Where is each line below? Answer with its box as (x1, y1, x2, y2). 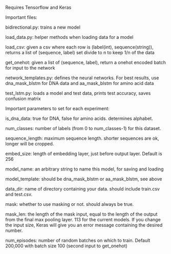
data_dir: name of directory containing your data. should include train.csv (5, 186, 160, 192)
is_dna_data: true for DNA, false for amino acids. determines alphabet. (5, 115, 153, 121)
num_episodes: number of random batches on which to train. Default (5, 238, 151, 243)
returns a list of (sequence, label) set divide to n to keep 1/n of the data (5, 50, 155, 55)
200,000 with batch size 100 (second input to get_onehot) (5, 243, 128, 249)
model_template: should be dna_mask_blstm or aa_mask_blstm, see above (5, 176, 162, 182)
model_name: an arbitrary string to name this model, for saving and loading (5, 166, 164, 172)
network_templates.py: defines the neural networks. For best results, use (5, 75, 159, 81)
